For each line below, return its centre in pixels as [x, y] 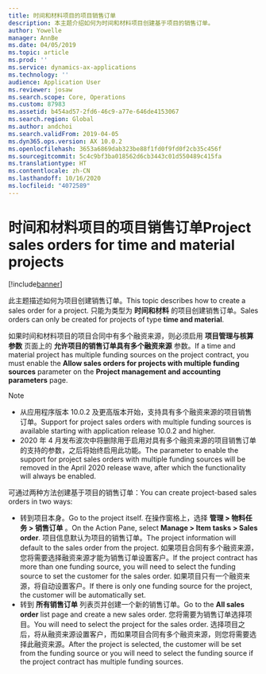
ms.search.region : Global [51, 119]
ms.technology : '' [39, 75]
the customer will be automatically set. [83, 594]
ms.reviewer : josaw [40, 90]
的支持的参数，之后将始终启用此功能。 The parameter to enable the [129, 450]
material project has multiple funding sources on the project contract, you [129, 354]
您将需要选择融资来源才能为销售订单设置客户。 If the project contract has [139, 557]
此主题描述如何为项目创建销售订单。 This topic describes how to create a [127, 300]
